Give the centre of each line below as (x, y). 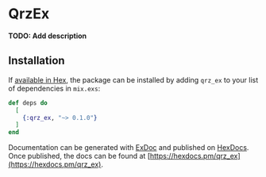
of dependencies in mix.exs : (54, 88)
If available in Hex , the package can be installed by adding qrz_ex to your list (133, 79)
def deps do (28, 103)
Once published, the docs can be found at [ (79, 156)
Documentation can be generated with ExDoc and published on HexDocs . (129, 148)
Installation (37, 61)
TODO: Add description (48, 36)
